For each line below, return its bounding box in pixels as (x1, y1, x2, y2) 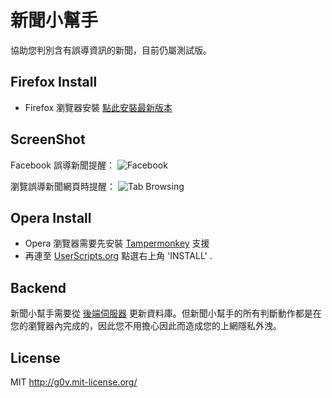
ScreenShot (10, 131, 86, 148)
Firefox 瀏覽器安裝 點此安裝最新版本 (24, 101, 173, 113)
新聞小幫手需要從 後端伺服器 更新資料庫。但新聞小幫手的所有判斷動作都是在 (10, 307, 322, 320)
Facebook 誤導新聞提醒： (10, 159, 115, 171)
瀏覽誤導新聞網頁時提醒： (10, 180, 116, 192)
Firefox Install (10, 74, 98, 91)
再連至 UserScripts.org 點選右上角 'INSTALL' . (24, 250, 213, 262)
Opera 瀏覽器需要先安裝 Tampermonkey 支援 (24, 237, 210, 250)
